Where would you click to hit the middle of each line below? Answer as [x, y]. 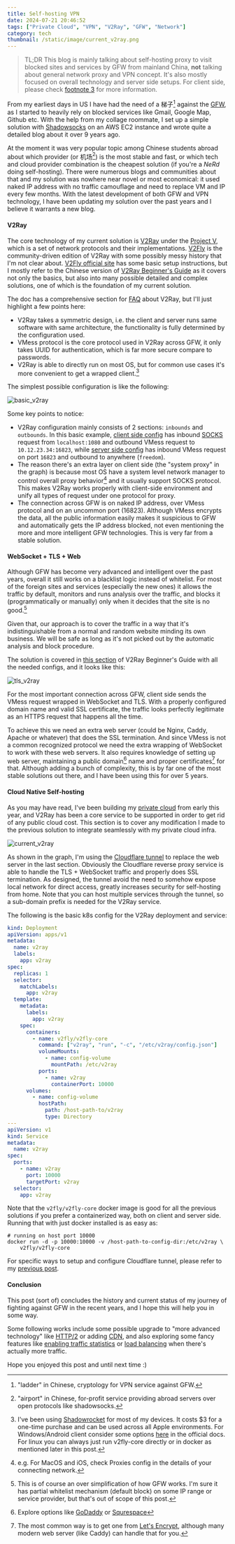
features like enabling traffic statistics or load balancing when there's [107, 1343]
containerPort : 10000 [83, 1084]
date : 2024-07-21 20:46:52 [47, 20]
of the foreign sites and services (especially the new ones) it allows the [109, 587]
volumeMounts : [59, 1052]
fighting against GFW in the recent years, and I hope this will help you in [111, 1307]
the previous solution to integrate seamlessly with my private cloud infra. [112, 830]
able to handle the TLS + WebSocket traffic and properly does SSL [103, 872]
